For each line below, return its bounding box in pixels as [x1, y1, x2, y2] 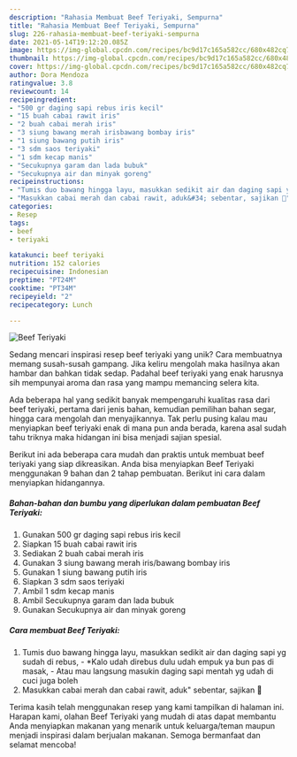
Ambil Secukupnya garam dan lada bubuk [21, 595, 175, 606]
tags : [9, 218, 29, 227]
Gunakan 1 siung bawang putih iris [21, 567, 148, 577]
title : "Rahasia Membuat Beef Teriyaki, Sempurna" [9, 21, 200, 30]
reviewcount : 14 [9, 87, 69, 96]
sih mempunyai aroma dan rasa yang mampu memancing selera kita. [9, 378, 260, 388]
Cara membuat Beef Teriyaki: [9, 624, 120, 635]
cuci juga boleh [21, 676, 79, 686]
